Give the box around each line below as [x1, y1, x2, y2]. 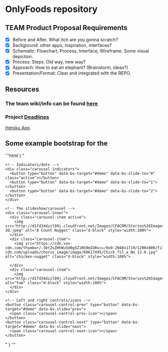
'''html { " [5, 152, 25, 158]
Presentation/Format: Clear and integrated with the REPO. [12, 70, 131, 76]
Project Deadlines [5, 113, 49, 120]
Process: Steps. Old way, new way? [12, 59, 86, 65]
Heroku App [5, 124, 30, 130]
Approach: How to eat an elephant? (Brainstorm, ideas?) [12, 64, 128, 70]
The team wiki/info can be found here [5, 100, 98, 107]
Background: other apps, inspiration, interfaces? [12, 42, 112, 48]
